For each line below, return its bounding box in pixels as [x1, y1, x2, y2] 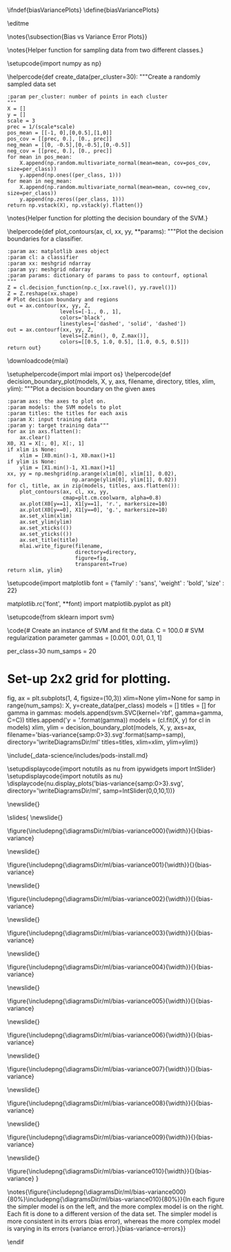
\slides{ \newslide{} [7, 813, 63, 821]
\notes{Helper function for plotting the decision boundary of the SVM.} [7, 214, 208, 222]
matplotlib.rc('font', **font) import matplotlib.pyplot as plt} [7, 600, 172, 607]
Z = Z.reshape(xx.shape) [7, 290, 79, 297]
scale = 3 [7, 117, 36, 124]
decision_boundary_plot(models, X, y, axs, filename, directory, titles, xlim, [7, 377, 216, 385]
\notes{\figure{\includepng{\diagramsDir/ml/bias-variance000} [7, 1187, 187, 1195]
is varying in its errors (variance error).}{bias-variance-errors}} [7, 1224, 186, 1233]
